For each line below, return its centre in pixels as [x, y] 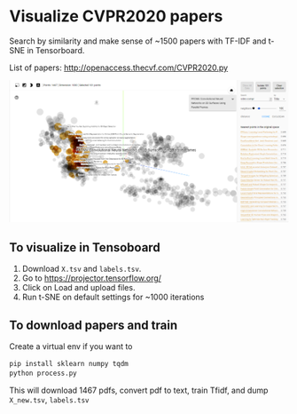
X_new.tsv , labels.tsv [50, 399]
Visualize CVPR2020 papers [116, 16]
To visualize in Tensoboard [85, 247]
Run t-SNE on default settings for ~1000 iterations [113, 297]
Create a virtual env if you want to [71, 346]
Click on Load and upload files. [78, 288]
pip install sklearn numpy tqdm [69, 363]
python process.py [43, 373]
